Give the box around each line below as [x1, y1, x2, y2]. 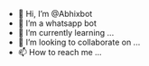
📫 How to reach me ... [17, 47, 102, 57]
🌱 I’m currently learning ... [17, 28, 115, 37]
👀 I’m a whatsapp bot [17, 18, 97, 29]
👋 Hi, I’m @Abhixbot [17, 9, 93, 19]
